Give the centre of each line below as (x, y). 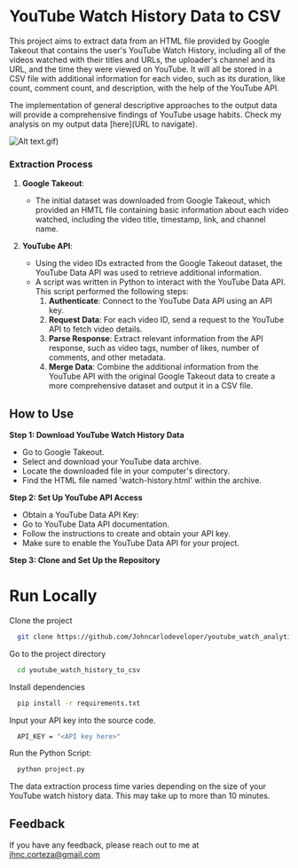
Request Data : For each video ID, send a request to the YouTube (166, 320)
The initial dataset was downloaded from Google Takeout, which (153, 200)
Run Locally (53, 596)
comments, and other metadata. (107, 357)
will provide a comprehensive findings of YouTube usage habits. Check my (145, 114)
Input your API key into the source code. (82, 720)
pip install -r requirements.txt (79, 703)
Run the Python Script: (50, 753)
